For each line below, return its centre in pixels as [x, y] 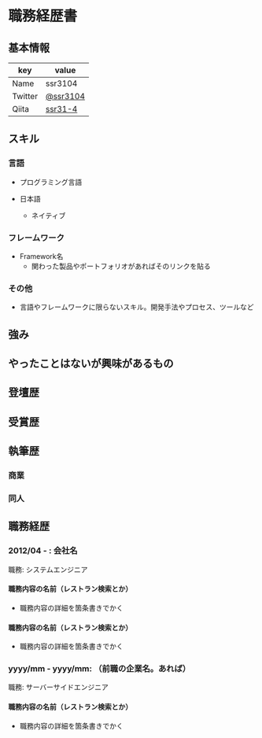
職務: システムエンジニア [48, 569]
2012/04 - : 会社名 [43, 551]
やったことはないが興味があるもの [91, 364]
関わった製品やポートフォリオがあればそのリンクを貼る [121, 266]
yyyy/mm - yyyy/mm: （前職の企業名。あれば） [100, 669]
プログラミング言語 [51, 182]
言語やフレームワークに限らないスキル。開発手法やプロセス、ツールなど [137, 307]
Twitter [25, 96]
